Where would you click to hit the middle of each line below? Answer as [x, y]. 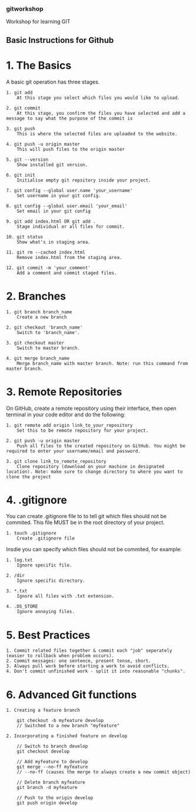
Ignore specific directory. [51, 581]
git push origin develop [47, 803]
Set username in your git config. [59, 195]
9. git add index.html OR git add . [51, 221]
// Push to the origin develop [55, 798]
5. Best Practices [48, 635]
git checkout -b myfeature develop [60, 721]
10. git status [25, 237]
